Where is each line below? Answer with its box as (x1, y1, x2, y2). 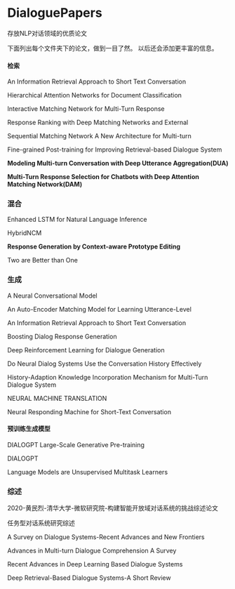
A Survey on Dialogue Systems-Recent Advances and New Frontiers (7, 533, 205, 541)
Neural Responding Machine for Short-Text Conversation (7, 407, 172, 416)
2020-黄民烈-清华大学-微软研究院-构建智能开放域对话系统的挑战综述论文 (7, 504, 219, 512)
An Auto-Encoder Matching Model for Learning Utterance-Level (7, 305, 192, 313)
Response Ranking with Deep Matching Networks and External (7, 118, 189, 127)
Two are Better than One (7, 256, 79, 265)
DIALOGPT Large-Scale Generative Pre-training (7, 440, 145, 449)
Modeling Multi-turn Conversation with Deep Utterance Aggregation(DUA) (7, 159, 229, 168)
